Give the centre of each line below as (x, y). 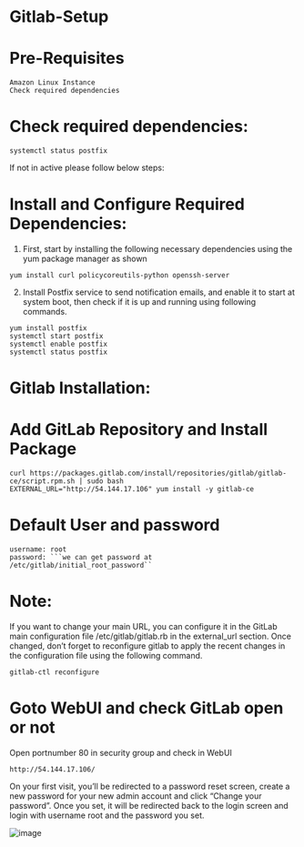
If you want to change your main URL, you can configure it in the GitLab (143, 626)
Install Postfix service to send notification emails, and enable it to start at (159, 292)
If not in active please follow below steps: (87, 168)
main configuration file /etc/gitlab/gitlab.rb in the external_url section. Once (150, 636)
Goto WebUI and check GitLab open (147, 708)
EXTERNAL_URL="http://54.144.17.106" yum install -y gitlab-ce (132, 489)
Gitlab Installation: (80, 388)
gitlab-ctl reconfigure (55, 672)
